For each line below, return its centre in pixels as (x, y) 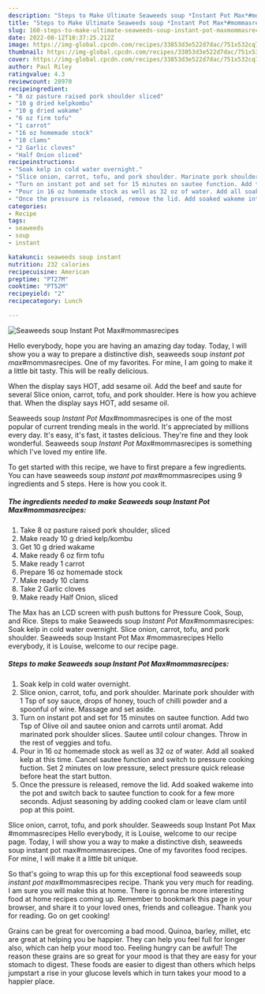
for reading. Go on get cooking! (59, 915)
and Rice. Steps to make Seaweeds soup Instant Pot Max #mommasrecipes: (131, 621)
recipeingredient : (38, 89)
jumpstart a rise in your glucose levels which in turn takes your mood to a (127, 973)
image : (19, 45)
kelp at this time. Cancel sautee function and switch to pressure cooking (137, 759)
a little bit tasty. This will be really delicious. (78, 371)
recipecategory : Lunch (45, 301)
